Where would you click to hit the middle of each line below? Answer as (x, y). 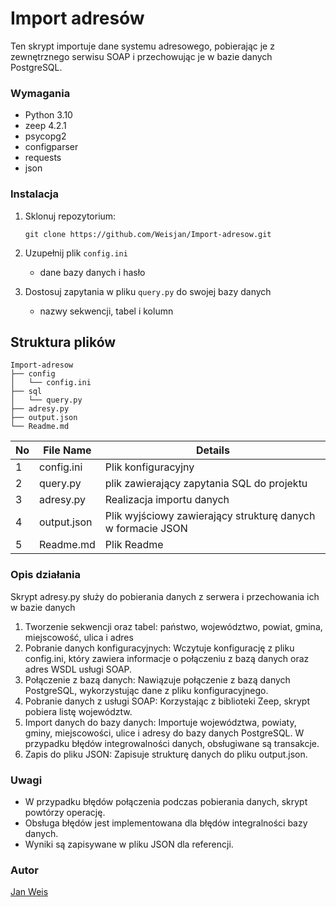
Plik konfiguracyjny (149, 467)
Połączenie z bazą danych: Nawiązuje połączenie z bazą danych (157, 679)
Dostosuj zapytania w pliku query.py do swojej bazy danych (148, 291)
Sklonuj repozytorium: (70, 216)
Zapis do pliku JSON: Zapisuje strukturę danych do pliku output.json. (166, 754)
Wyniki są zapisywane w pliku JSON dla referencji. (129, 844)
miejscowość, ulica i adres (79, 637)
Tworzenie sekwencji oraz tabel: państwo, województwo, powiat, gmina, (173, 626)
